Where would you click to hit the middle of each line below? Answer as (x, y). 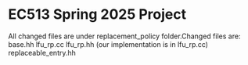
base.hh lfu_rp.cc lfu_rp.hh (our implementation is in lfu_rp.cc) (108, 44)
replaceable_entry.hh (42, 52)
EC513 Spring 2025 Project (97, 14)
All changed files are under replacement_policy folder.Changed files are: (124, 36)
